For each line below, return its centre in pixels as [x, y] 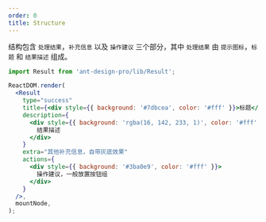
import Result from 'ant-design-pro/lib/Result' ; [92, 71]
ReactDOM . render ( [37, 86]
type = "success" [48, 101]
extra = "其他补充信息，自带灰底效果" [75, 152]
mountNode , [33, 204]
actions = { [39, 159]
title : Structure [37, 23]
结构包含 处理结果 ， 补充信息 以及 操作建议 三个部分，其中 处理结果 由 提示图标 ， [130, 46]
